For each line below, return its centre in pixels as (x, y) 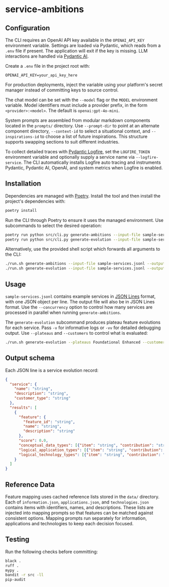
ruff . (12, 566)
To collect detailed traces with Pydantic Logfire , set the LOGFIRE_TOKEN (77, 152)
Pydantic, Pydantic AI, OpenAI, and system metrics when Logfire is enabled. (84, 168)
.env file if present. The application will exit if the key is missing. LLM (76, 51)
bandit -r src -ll (24, 575)
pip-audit (16, 580)
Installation (23, 184)
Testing (17, 539)
